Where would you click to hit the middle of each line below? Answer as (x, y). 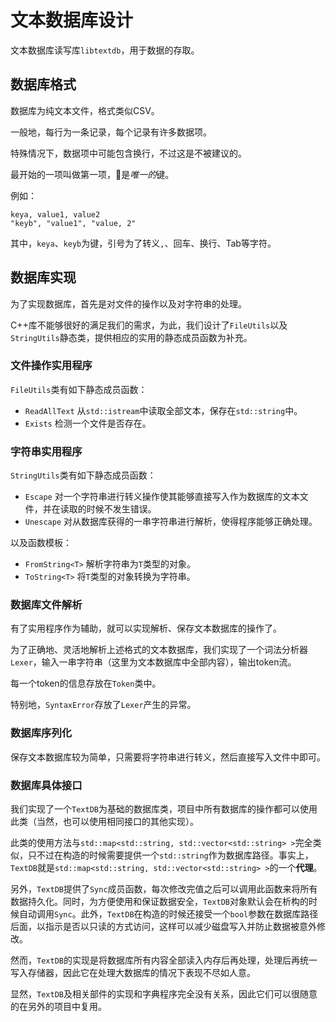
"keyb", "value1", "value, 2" (73, 223)
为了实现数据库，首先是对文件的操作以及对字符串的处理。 (128, 303)
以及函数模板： (41, 543)
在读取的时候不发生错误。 (104, 509)
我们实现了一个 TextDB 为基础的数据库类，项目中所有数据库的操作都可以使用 (164, 809)
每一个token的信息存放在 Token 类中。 (86, 683)
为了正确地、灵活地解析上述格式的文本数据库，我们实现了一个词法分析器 (159, 650)
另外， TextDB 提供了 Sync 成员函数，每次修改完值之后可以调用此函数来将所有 (164, 889)
